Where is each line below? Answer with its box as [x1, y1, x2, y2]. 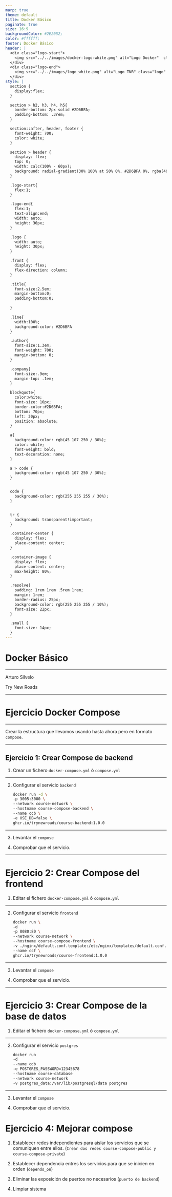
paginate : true [5, 22, 38, 27]
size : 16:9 [5, 27, 29, 32]
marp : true [5, 7, 29, 13]
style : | [5, 79, 24, 84]
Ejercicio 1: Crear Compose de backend [5, 754, 133, 762]
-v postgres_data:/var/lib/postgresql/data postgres [12, 1081, 128, 1086]
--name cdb [12, 1062, 36, 1067]
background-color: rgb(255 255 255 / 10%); [14, 602, 109, 607]
